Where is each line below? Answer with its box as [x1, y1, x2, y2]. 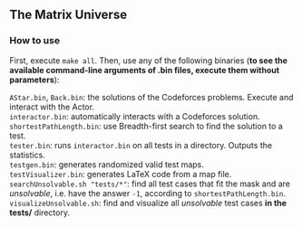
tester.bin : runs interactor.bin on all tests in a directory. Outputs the [9, 139, 273, 150]
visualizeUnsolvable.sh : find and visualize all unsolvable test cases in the [9, 197, 287, 208]
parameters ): [9, 74, 60, 85]
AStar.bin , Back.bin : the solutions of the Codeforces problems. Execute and [9, 91, 294, 102]
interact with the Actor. [9, 101, 95, 112]
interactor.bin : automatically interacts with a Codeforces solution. [9, 110, 260, 121]
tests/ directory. [9, 207, 71, 218]
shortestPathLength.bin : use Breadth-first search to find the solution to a [9, 120, 283, 131]
